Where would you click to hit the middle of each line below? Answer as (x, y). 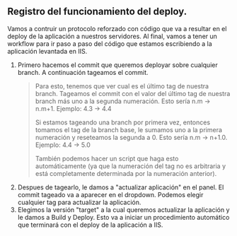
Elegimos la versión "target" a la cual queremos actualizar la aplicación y (123, 210)
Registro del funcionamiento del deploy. (97, 12)
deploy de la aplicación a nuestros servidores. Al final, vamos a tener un (112, 36)
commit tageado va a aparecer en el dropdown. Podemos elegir (110, 194)
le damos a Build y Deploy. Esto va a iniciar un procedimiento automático (123, 217)
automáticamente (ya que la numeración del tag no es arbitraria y (131, 166)
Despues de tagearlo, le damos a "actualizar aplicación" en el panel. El (121, 187)
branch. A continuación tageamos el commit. (83, 72)
